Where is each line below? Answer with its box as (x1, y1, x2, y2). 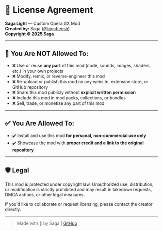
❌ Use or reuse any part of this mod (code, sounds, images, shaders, (12, 62, 151, 68)
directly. (5, 207, 21, 212)
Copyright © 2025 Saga (5, 31, 54, 37)
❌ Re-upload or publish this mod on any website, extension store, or (12, 78, 148, 84)
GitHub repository (12, 84, 48, 90)
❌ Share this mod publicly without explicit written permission (12, 89, 136, 95)
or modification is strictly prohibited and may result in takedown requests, (5, 187, 152, 192)
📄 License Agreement (5, 4, 93, 16)
